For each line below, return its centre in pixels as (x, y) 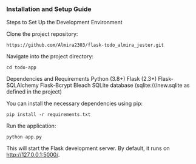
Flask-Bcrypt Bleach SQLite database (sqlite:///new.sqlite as (115, 85)
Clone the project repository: (42, 34)
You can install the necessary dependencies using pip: (75, 104)
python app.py (24, 137)
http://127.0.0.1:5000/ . (33, 155)
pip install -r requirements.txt (49, 115)
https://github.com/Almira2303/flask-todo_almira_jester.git (85, 45)
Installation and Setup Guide (49, 9)
